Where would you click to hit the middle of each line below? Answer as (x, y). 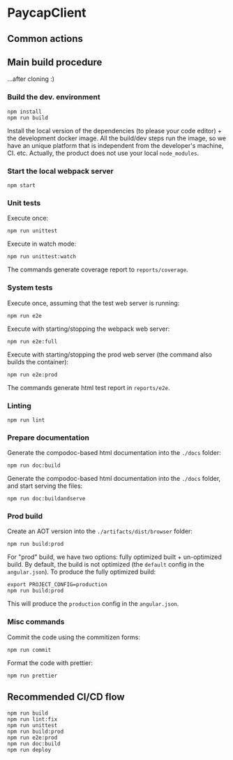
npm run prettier (32, 676)
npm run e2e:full (32, 341)
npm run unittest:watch (42, 257)
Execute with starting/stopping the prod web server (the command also (110, 355)
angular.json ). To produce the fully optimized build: (82, 572)
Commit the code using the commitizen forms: (74, 637)
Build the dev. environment (54, 97)
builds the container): (38, 362)
